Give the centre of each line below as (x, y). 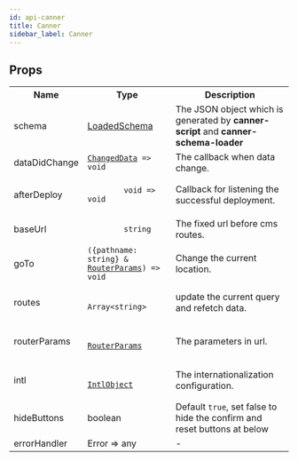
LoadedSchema (120, 126)
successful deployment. (225, 201)
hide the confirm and (219, 418)
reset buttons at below (222, 429)
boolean (104, 418)
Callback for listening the (227, 189)
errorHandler (41, 443)
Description (230, 95)
